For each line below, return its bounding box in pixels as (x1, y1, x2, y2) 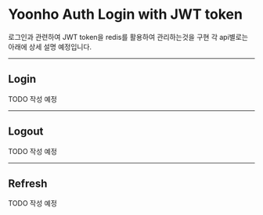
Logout (8, 125, 44, 138)
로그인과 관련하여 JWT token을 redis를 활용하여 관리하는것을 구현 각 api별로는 (8, 32, 249, 41)
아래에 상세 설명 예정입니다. (8, 41, 92, 52)
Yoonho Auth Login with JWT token (8, 5, 243, 23)
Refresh (8, 177, 48, 190)
